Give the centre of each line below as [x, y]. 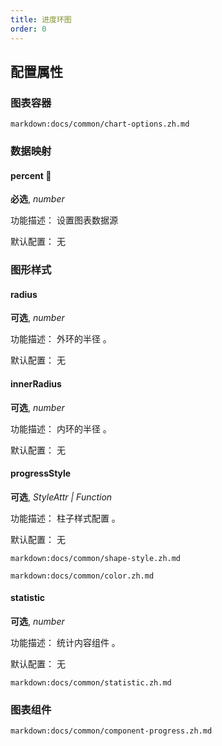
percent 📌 [31, 175]
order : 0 [28, 29]
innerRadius [36, 384]
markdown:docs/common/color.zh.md [82, 576]
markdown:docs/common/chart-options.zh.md [100, 124]
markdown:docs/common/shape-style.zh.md [96, 558]
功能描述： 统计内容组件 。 [65, 643]
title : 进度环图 [41, 19]
